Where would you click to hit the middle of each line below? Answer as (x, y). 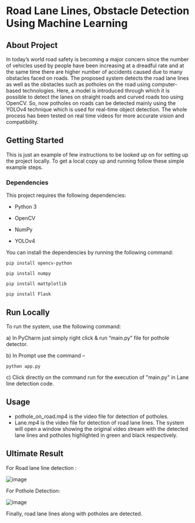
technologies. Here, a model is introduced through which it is (96, 91)
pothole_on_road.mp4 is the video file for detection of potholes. (92, 416)
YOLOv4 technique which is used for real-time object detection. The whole (97, 109)
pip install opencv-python (39, 264)
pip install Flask (28, 294)
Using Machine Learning (67, 23)
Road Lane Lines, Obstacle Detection (98, 11)
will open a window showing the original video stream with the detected (101, 429)
